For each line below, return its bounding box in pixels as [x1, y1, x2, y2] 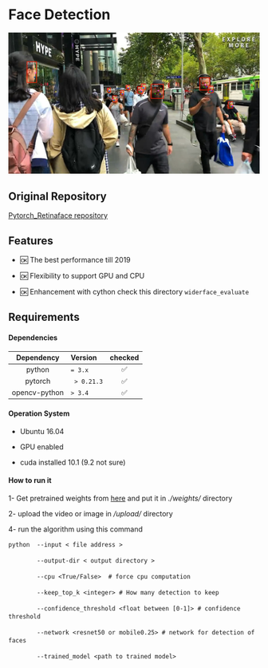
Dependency [15, 353, 60, 362]
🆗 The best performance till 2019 [19, 255, 132, 265]
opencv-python [11, 388, 64, 397]
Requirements [8, 310, 80, 324]
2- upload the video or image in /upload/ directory [8, 508, 173, 518]
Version [70, 353, 97, 362]
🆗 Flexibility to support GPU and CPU [19, 271, 145, 281]
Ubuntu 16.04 [19, 426, 65, 436]
